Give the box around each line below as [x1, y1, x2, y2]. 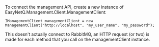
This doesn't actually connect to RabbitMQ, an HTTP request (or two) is [5, 31, 150, 37]
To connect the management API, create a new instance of [5, 4, 124, 10]
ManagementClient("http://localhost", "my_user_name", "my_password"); [5, 23, 155, 28]
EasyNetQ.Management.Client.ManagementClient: [5, 9, 106, 15]
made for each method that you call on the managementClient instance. [5, 36, 150, 42]
